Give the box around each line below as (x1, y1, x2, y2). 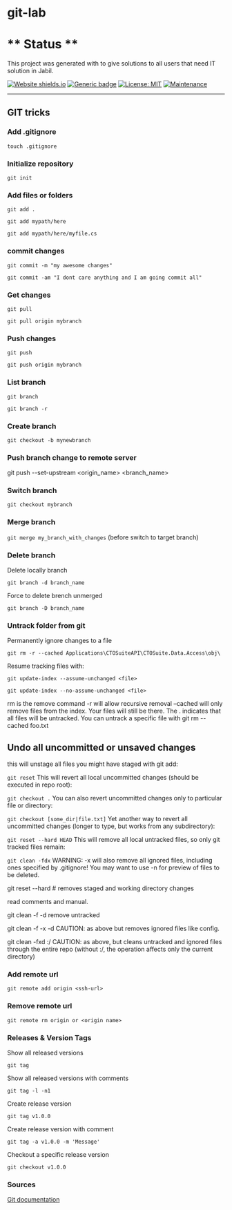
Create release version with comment (7, 1125, 114, 1133)
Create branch (7, 421, 57, 431)
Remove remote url (7, 1001, 72, 1011)
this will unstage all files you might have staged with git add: (7, 760, 178, 768)
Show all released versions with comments (7, 1074, 129, 1082)
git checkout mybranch (7, 501, 72, 508)
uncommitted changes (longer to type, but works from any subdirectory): (7, 822, 215, 830)
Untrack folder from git (7, 621, 86, 630)
